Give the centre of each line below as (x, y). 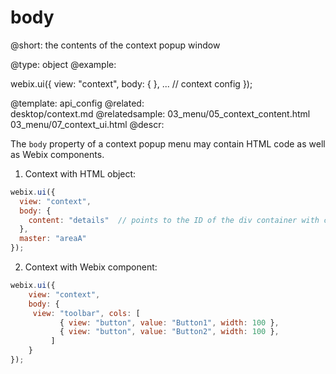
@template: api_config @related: (77, 103)
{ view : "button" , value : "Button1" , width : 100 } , (169, 322)
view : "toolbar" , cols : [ (86, 313)
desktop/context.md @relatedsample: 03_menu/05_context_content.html (160, 113)
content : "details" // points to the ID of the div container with (174, 220)
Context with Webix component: (91, 267)
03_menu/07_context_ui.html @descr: (87, 124)
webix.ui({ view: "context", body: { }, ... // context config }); (131, 83)
